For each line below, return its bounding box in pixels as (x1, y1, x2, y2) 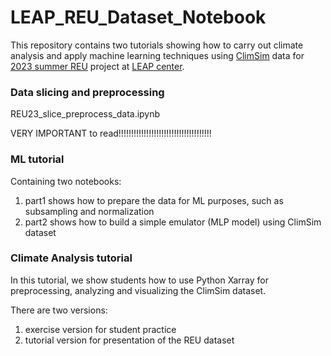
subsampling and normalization (24, 205, 155, 217)
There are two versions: (10, 304, 108, 316)
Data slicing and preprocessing (10, 85, 165, 99)
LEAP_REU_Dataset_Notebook (10, 6, 267, 29)
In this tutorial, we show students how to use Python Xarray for (10, 274, 269, 286)
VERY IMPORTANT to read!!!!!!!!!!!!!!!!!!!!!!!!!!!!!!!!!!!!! (10, 127, 212, 140)
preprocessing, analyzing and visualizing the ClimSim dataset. (10, 284, 267, 296)
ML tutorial (10, 152, 65, 166)
